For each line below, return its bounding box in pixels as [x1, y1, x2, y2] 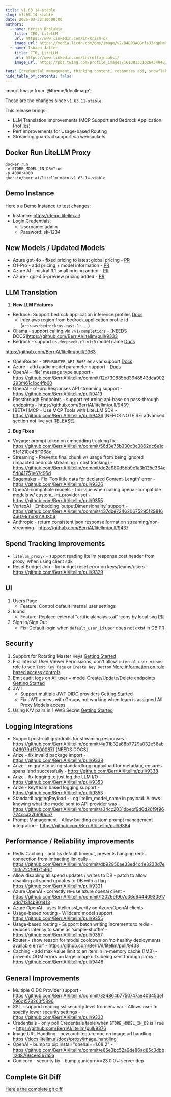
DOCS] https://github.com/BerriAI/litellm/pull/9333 [12, 333, 118, 339]
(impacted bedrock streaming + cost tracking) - [12, 460, 113, 466]
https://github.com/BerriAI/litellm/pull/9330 [12, 1014, 103, 1020]
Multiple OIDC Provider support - [12, 987, 82, 993]
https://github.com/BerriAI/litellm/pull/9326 [12, 481, 103, 487]
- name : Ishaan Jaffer [10, 45, 58, 51]
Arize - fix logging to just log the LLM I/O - [12, 774, 102, 780]
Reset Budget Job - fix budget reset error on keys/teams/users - [12, 564, 149, 570]
